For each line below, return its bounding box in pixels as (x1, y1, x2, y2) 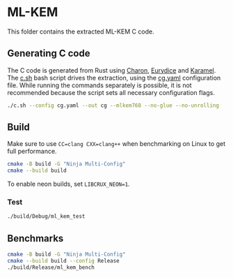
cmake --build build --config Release (7, 258, 120, 265)
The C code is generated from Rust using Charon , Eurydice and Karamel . (7, 66, 216, 74)
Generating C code (7, 47, 90, 59)
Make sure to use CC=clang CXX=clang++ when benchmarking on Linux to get (7, 140, 226, 148)
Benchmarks (7, 232, 64, 244)
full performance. (7, 147, 57, 156)
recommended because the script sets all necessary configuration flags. (7, 88, 216, 96)
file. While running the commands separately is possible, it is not (7, 81, 193, 89)
